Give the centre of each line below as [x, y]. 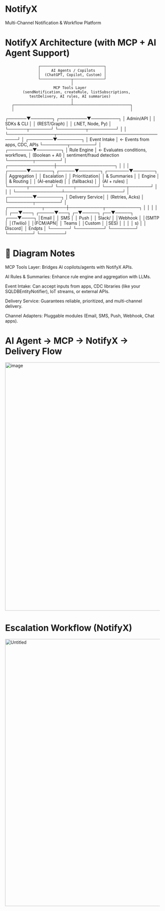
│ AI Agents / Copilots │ [72, 70]
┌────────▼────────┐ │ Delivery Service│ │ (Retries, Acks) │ [75, 197]
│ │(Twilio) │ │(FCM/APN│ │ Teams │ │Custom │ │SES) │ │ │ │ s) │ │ [76, 223]
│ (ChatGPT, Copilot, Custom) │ [72, 75]
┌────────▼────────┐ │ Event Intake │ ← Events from [87, 139]
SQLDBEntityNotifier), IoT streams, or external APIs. [57, 291]
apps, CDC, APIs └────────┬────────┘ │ [53, 144]
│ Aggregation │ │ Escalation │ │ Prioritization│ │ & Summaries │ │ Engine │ [82, 176]
